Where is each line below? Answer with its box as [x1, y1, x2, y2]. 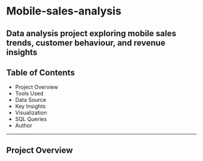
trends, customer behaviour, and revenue [6, 37, 166, 48]
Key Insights [14, 103, 46, 110]
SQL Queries [14, 116, 47, 123]
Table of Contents [6, 68, 76, 78]
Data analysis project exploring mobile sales [6, 28, 176, 39]
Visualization [14, 109, 47, 116]
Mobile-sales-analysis [6, 4, 122, 18]
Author [14, 122, 33, 129]
